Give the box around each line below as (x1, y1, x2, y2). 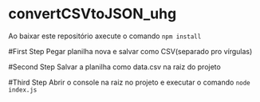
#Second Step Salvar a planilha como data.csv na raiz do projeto (8, 61, 221, 72)
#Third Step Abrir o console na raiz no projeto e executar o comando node (8, 77, 251, 87)
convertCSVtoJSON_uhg (8, 5, 177, 23)
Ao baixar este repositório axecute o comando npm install (8, 31, 202, 41)
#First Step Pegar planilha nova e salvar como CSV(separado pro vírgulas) (8, 46, 253, 56)
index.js (8, 85, 37, 94)
